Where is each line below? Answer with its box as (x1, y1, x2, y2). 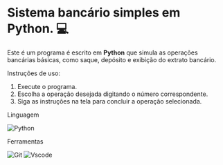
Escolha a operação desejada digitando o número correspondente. (17, 90, 208, 98)
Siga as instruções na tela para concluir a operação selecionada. (17, 97, 202, 105)
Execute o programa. (17, 82, 78, 90)
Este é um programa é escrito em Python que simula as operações (7, 48, 199, 57)
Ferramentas (7, 137, 44, 146)
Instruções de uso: (7, 69, 61, 77)
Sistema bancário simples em (7, 5, 181, 21)
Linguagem (7, 110, 39, 119)
